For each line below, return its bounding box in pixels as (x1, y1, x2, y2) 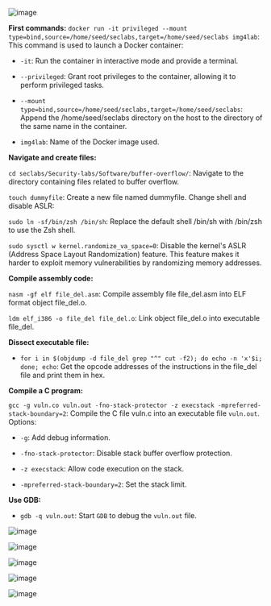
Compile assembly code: (8, 274, 94, 283)
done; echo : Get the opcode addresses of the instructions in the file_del (19, 362, 257, 371)
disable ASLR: (8, 201, 55, 210)
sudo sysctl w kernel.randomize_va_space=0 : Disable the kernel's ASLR (8, 241, 247, 250)
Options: (8, 417, 37, 426)
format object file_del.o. (8, 298, 87, 307)
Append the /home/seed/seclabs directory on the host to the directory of (19, 113, 263, 122)
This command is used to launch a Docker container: (8, 40, 184, 50)
